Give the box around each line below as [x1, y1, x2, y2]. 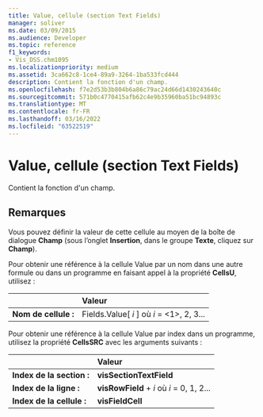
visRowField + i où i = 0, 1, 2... [97, 382, 212, 393]
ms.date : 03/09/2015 [8, 26, 77, 34]
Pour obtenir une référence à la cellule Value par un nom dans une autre [8, 259, 243, 268]
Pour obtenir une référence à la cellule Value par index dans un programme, [8, 329, 256, 338]
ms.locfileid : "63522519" [8, 122, 93, 130]
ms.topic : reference [8, 41, 77, 49]
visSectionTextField [97, 369, 173, 380]
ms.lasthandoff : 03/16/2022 [8, 115, 101, 123]
